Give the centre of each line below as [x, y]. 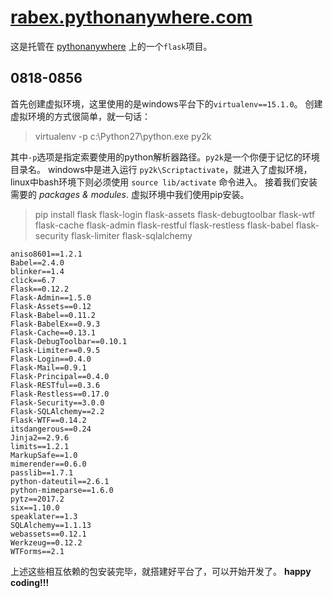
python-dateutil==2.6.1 [60, 481]
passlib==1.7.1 [42, 472]
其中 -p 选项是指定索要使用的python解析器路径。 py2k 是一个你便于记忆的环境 [165, 157]
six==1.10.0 [35, 507]
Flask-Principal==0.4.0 [60, 376]
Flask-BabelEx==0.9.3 [55, 324]
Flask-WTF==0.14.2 [48, 420]
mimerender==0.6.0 [48, 464]
